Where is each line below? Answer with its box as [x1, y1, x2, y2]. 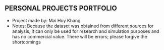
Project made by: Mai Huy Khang [12, 17, 81, 23]
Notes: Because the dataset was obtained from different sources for [12, 23, 154, 29]
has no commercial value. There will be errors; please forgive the [12, 33, 147, 39]
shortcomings [12, 39, 41, 45]
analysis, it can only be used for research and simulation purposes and [12, 28, 159, 34]
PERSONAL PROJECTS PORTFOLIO [5, 4, 117, 13]
